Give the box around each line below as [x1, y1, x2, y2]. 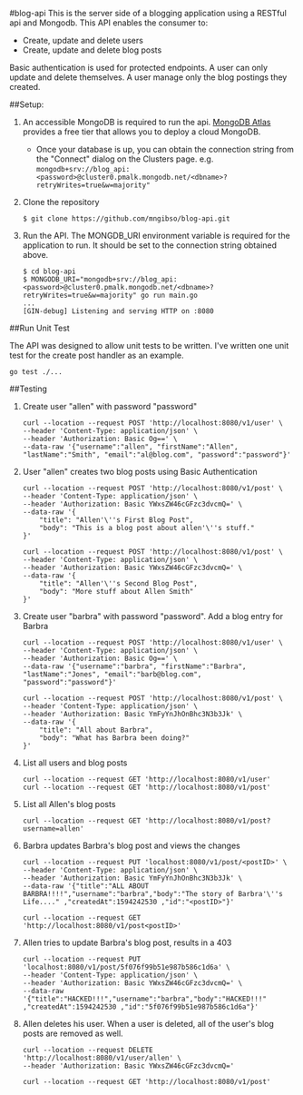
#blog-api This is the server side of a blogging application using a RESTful [9, 8, 288, 18]
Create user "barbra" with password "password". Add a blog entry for [22, 611, 284, 621]
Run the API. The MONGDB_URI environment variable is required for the [22, 231, 290, 241]
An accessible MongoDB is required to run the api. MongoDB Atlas [22, 117, 271, 127]
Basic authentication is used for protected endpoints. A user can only [9, 63, 269, 73]
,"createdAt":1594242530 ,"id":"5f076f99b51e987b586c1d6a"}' [22, 1002, 259, 1011]
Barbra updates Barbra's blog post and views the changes [22, 840, 240, 851]
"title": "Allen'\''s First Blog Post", [39, 516, 194, 525]
